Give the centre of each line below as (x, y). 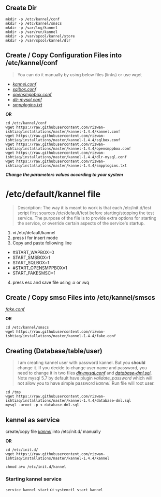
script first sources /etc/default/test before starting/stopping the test (86, 213)
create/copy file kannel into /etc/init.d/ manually (53, 431)
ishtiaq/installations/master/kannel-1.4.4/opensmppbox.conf (68, 148)
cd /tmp (13, 392)
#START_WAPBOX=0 (33, 252)
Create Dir (21, 8)
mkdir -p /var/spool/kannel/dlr (38, 40)
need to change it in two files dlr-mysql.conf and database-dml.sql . (84, 373)
